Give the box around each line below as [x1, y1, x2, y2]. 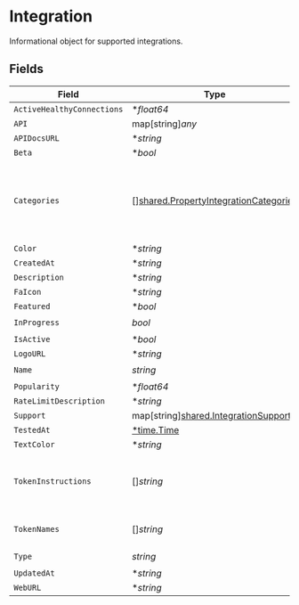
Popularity [13, 381, 60, 391]
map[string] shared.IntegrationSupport [132, 409, 292, 421]
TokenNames [13, 524, 60, 534]
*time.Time [132, 423, 180, 436]
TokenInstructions [13, 476, 92, 486]
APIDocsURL [13, 133, 60, 143]
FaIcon [13, 287, 42, 297]
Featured [13, 301, 51, 311]
